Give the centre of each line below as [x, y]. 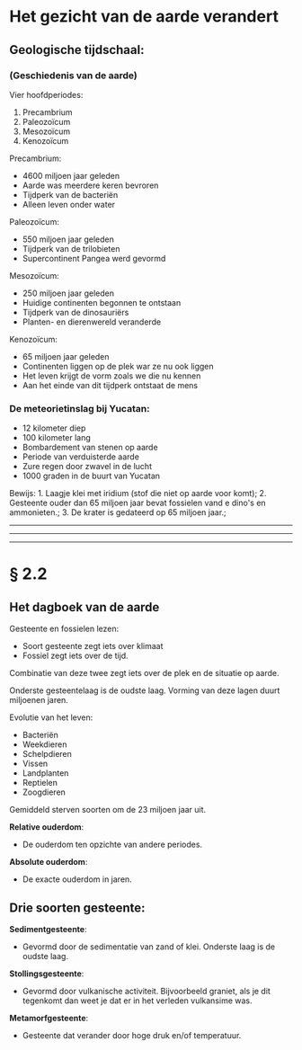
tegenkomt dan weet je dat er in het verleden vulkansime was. [138, 1001]
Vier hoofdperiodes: [46, 94]
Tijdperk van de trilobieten [71, 248]
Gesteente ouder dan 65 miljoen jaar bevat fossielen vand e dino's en [138, 503]
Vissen [35, 764]
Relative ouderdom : [47, 827]
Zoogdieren [44, 792]
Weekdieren [44, 744]
